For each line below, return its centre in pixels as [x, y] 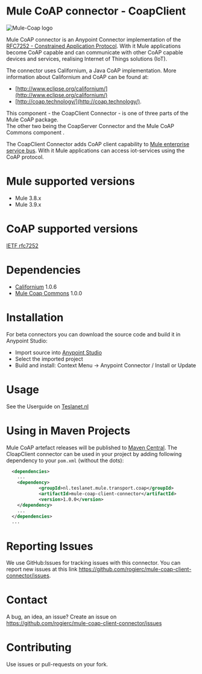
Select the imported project [49, 359]
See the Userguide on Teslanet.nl [48, 406]
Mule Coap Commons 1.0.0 [49, 293]
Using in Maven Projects [68, 431]
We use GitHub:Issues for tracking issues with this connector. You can [93, 563]
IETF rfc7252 [22, 245]
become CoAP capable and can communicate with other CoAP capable [95, 52]
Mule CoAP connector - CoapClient [96, 11]
